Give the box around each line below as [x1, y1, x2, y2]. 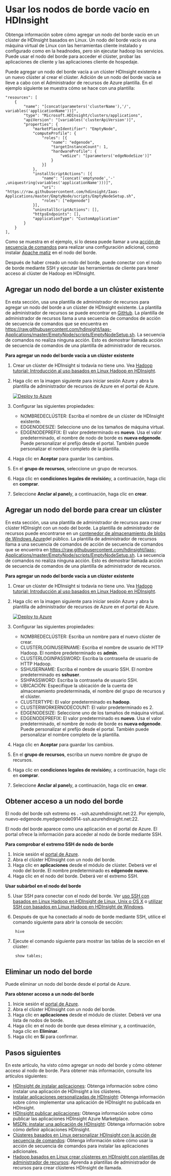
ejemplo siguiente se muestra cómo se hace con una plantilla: [5, 85, 135, 91]
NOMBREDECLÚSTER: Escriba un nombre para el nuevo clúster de [20, 633, 161, 640]
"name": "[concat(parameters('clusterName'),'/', [23, 104, 131, 109]
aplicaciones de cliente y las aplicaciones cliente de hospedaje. [5, 58, 139, 65]
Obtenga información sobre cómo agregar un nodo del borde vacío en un [5, 31, 159, 37]
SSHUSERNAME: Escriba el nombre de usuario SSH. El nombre [20, 666, 153, 672]
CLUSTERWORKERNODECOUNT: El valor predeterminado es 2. [20, 704, 154, 710]
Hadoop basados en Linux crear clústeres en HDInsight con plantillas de [12, 1154, 165, 1160]
